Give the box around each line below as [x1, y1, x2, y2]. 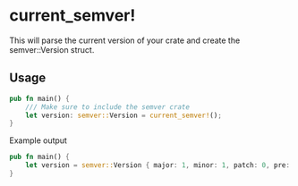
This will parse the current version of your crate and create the [9, 35, 241, 46]
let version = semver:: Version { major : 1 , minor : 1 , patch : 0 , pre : [25, 161, 291, 170]
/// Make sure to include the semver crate [25, 102, 191, 112]
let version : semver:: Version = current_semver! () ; [25, 111, 222, 120]
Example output [9, 135, 67, 146]
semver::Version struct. [9, 44, 95, 55]
